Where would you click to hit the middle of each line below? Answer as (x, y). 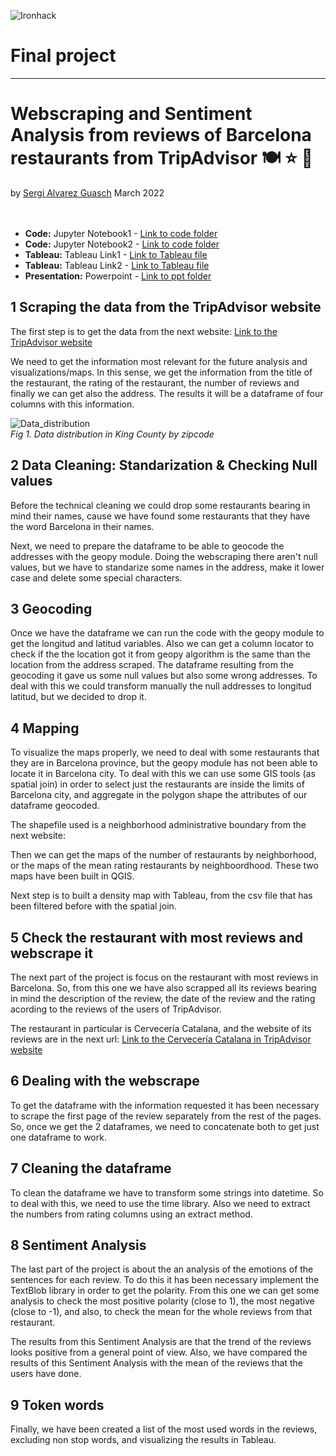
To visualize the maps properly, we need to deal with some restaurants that (165, 752)
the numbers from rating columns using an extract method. (131, 1214)
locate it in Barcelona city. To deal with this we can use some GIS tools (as (163, 774)
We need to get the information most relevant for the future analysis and (159, 361)
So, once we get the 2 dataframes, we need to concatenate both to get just (165, 1126)
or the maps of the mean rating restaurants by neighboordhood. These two (164, 866)
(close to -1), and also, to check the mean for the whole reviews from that (161, 1312)
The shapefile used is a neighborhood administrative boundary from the (158, 825)
